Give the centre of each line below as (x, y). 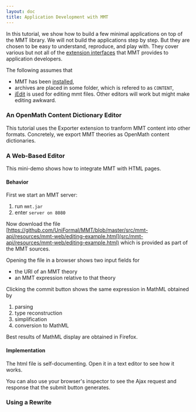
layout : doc (20, 11)
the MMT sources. (28, 249)
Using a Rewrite (29, 403)
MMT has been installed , (44, 81)
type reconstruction (38, 313)
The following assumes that (39, 70)
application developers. (34, 59)
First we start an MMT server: (42, 195)
